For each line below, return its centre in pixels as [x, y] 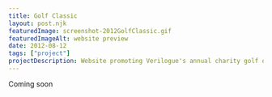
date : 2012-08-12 [38, 46]
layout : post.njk [38, 23]
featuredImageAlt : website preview [68, 38]
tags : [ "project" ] [39, 53]
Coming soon [31, 84]
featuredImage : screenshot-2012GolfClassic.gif [90, 31]
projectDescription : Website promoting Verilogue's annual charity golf [134, 61]
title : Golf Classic [43, 16]
